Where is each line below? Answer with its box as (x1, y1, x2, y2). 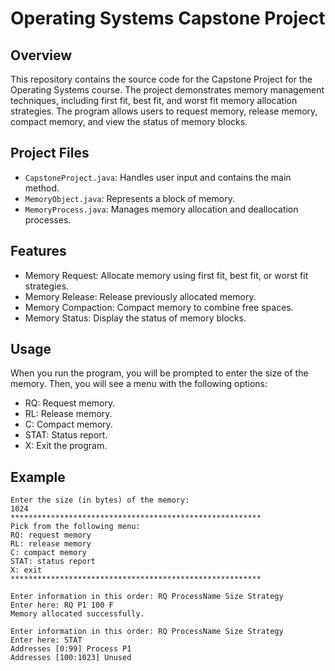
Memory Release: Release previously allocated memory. (24, 290, 257, 302)
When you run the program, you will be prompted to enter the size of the (10, 367, 309, 379)
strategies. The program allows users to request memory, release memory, (10, 105, 318, 117)
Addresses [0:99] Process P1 (10, 644, 132, 654)
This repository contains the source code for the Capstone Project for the (10, 73, 313, 85)
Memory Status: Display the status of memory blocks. (24, 312, 247, 324)
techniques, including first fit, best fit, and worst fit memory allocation (10, 95, 298, 106)
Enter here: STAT (10, 635, 83, 646)
